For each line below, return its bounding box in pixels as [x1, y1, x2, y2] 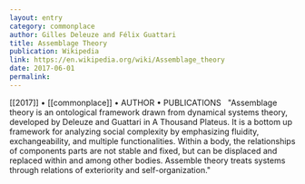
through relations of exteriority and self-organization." [9, 164, 212, 175]
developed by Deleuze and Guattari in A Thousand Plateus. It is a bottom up [9, 116, 293, 127]
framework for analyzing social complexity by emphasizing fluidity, [9, 126, 260, 137]
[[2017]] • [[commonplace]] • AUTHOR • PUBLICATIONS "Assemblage [9, 97, 278, 108]
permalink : [9, 73, 51, 82]
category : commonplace [9, 22, 95, 31]
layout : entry [9, 13, 64, 23]
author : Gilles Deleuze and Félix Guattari [9, 30, 177, 39]
